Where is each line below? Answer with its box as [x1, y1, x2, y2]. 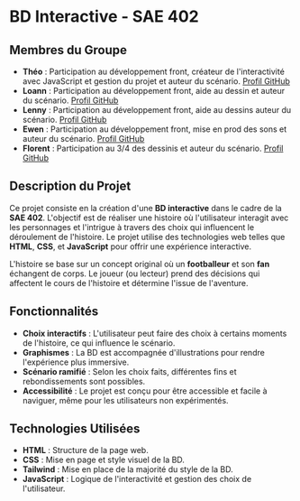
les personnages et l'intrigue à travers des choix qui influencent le [9, 221, 255, 232]
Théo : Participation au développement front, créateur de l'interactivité [22, 66, 286, 77]
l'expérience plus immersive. [22, 357, 130, 367]
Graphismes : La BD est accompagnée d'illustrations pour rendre [22, 347, 266, 357]
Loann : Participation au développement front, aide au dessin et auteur [22, 86, 286, 96]
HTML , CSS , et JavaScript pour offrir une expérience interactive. [9, 241, 252, 252]
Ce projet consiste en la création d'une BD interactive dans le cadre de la [9, 202, 282, 213]
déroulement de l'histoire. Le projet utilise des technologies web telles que [9, 231, 286, 242]
